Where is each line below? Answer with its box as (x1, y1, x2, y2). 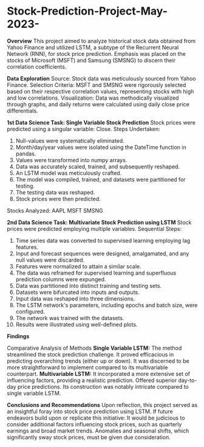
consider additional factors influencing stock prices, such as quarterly (7, 420, 182, 428)
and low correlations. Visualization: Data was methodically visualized (7, 94, 179, 101)
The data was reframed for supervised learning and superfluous (15, 269, 177, 276)
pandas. (15, 150, 36, 157)
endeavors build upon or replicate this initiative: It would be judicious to (7, 414, 185, 421)
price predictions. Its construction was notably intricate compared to (18, 383, 189, 390)
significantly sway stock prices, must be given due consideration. (7, 433, 171, 441)
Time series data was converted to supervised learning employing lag (15, 237, 191, 244)
